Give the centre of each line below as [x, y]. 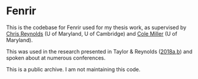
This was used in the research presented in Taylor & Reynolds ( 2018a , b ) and [99, 51]
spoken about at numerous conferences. [56, 58]
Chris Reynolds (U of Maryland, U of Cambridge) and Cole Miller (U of [92, 33]
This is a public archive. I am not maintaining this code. [73, 69]
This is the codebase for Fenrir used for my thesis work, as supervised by [96, 27]
